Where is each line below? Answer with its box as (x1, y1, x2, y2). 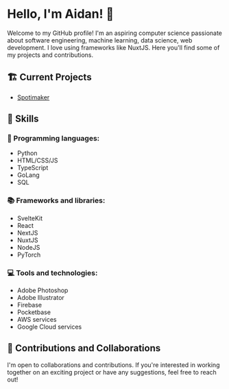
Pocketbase (16, 308, 51, 316)
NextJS (16, 228, 38, 237)
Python (16, 149, 38, 157)
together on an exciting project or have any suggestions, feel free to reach (7, 368, 217, 376)
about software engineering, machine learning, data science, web (7, 36, 193, 44)
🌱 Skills (7, 113, 39, 125)
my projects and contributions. (7, 51, 94, 59)
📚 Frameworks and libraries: (7, 196, 106, 205)
